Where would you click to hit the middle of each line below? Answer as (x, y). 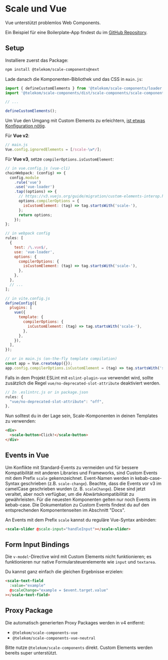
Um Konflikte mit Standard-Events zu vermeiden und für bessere (72, 467)
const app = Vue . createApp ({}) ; (39, 363)
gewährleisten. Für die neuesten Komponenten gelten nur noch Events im (81, 499)
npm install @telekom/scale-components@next (52, 69)
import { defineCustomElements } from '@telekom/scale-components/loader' (85, 88)
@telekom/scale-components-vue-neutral (54, 638)
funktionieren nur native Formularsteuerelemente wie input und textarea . (81, 562)
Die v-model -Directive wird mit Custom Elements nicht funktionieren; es (78, 557)
